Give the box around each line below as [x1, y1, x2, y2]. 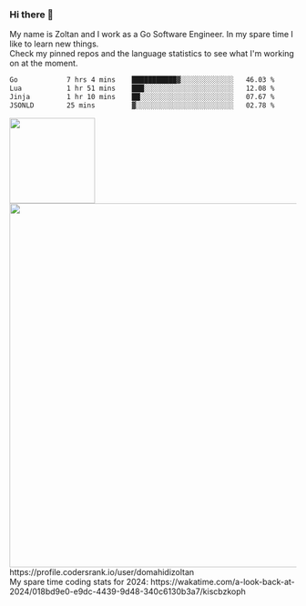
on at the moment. [9, 58, 78, 69]
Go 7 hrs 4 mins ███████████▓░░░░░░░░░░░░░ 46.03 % [9, 76, 275, 85]
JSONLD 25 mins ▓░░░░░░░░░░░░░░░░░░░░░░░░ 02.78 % [9, 100, 275, 110]
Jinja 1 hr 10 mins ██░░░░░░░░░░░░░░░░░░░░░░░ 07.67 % [9, 93, 275, 102]
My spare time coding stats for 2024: [9, 576, 148, 587]
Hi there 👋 [9, 8, 55, 21]
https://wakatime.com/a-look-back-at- [149, 576, 295, 587]
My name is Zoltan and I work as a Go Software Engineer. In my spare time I [9, 29, 294, 40]
